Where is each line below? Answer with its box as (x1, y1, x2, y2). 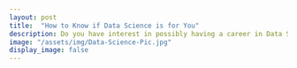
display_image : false (9, 46, 89, 55)
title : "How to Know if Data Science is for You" (9, 21, 200, 30)
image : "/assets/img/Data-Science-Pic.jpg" (9, 37, 172, 47)
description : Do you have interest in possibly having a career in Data (9, 29, 283, 38)
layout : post (9, 12, 57, 22)
